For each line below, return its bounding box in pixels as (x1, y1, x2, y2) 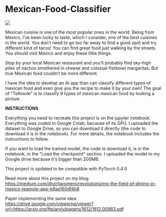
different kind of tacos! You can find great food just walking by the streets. (5, 45, 157, 51)
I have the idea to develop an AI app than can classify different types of (5, 80, 151, 86)
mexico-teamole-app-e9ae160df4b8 (5, 186, 80, 192)
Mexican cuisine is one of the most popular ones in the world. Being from (5, 29, 155, 35)
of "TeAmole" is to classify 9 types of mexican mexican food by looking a (5, 90, 155, 96)
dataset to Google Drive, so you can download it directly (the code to (5, 125, 146, 131)
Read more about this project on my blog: (5, 175, 90, 181)
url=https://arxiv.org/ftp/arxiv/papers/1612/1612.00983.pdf (5, 206, 124, 212)
